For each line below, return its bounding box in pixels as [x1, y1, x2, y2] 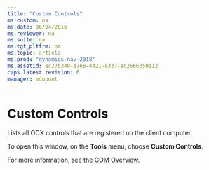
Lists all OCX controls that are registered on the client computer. [7, 129, 193, 137]
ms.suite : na [7, 36, 46, 43]
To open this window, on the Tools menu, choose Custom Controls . [7, 142, 203, 151]
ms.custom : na [7, 17, 49, 24]
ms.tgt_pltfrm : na [7, 43, 61, 50]
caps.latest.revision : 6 [7, 69, 80, 76]
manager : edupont [7, 75, 58, 83]
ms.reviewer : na [7, 29, 55, 37]
